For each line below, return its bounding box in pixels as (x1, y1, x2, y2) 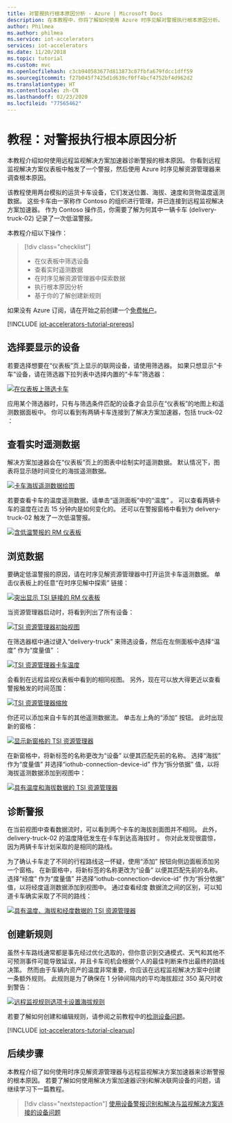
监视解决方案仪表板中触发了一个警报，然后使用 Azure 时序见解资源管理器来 (7, 164, 221, 173)
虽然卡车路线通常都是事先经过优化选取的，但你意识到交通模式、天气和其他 (7, 948, 219, 956)
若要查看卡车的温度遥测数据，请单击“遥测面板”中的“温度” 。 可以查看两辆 (7, 496, 215, 504)
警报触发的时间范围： (7, 684, 68, 692)
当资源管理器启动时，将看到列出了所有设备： (7, 608, 135, 616)
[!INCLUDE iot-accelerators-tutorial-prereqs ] (7, 319, 135, 328)
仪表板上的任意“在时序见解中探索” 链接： (12, 578, 130, 587)
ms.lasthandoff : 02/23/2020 (7, 94, 88, 101)
